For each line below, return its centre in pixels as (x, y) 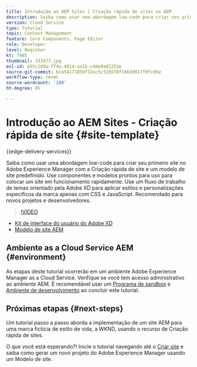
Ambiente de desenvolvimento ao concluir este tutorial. (73, 290)
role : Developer (26, 45)
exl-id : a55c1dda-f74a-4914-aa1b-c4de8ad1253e (64, 66)
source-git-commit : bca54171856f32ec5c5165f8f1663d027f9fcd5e (84, 72)
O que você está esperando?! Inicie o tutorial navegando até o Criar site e (95, 347)
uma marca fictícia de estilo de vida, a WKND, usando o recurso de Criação (97, 329)
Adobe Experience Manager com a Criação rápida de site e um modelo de (96, 169)
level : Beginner (26, 50)
